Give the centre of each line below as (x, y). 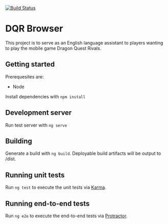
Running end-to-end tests (47, 203)
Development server (39, 113)
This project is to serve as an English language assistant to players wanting (84, 43)
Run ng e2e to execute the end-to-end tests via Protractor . (66, 216)
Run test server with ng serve (36, 125)
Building (19, 141)
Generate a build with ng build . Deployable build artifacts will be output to (83, 153)
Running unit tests (35, 175)
